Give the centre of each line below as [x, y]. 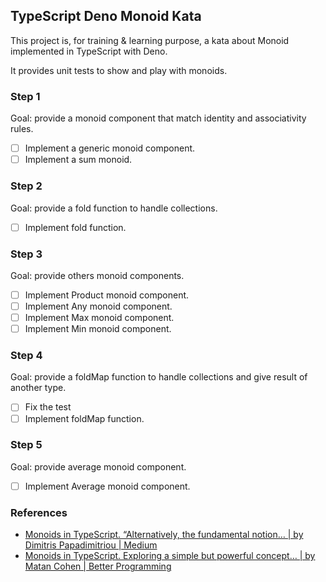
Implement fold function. [75, 227]
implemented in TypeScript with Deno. [89, 51]
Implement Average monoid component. [107, 486]
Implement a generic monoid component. [110, 148]
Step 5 [26, 445]
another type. [38, 388]
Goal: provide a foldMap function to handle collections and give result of [159, 377]
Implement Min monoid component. [98, 329]
